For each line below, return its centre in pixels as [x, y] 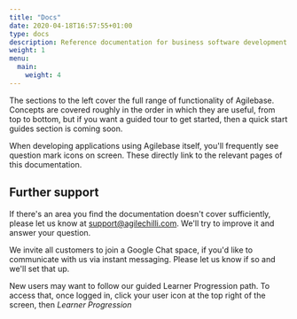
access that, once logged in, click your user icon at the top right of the [137, 295]
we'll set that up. [39, 268]
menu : [19, 58]
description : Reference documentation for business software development [148, 42]
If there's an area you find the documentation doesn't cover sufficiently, [140, 214]
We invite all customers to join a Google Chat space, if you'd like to [131, 250]
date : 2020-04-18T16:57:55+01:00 [71, 26]
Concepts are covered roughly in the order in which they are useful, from [142, 109]
